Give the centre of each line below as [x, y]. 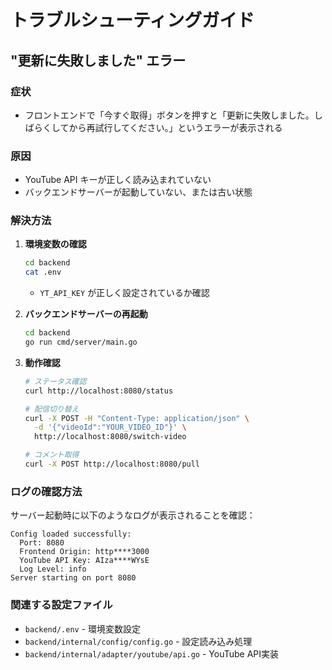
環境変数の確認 [55, 244]
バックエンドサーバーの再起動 [86, 314]
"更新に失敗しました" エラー [98, 60]
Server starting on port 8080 [73, 578]
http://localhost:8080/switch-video [110, 437]
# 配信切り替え [52, 409]
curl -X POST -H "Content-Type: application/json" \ [137, 418]
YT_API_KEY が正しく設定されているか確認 [124, 293]
